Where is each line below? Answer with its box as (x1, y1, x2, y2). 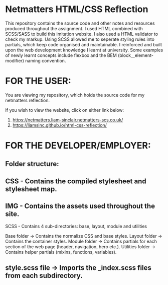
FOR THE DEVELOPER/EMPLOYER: (5, 140, 151, 152)
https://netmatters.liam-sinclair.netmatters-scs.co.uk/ (12, 117, 123, 123)
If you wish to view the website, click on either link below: (5, 107, 124, 113)
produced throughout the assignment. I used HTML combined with (5, 25, 143, 31)
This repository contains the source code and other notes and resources (5, 20, 155, 26)
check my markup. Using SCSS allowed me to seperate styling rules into (5, 36, 154, 42)
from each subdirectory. (5, 271, 83, 280)
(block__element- (117, 52, 154, 58)
